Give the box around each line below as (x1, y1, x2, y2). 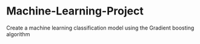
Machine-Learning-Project (6, 4, 144, 18)
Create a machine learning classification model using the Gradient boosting (6, 24, 195, 31)
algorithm (6, 30, 30, 37)
